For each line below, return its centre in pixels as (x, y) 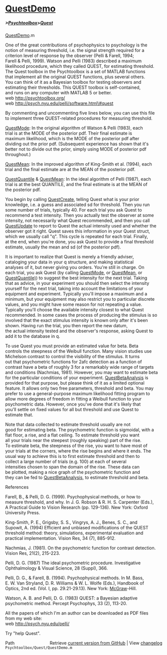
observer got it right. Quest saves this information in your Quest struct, (78, 231)
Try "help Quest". (23, 634)
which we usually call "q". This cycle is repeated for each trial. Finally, (77, 236)
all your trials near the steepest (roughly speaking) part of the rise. (73, 440)
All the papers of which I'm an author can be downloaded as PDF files (77, 613)
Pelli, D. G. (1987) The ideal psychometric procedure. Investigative (73, 563)
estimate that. (19, 415)
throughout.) (18, 155)
